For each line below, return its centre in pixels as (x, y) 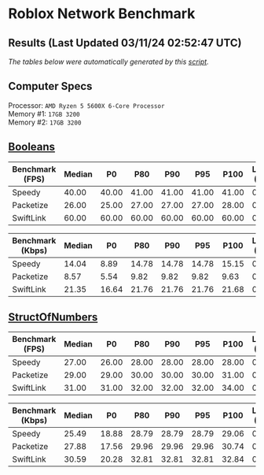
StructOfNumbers (53, 317)
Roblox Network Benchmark (102, 14)
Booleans (32, 147)
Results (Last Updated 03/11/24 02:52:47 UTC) (125, 43)
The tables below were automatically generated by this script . (109, 61)
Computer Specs (50, 86)
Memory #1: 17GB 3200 (44, 113)
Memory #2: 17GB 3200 (45, 122)
